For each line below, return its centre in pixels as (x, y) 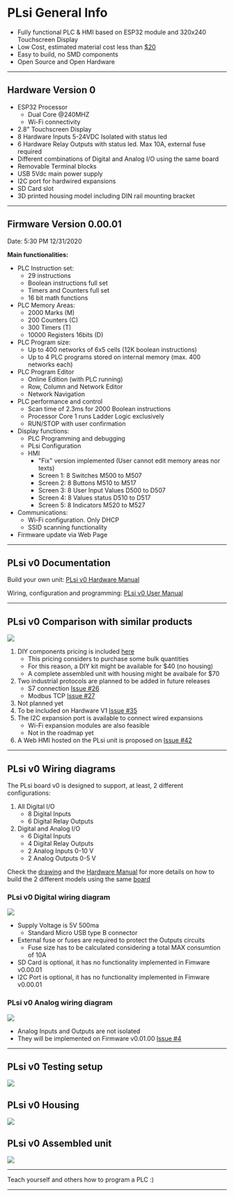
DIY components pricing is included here (76, 651)
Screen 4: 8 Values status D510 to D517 (94, 497)
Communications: (42, 512)
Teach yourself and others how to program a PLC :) (81, 1180)
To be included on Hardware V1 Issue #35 (77, 711)
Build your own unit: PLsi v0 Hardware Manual (73, 580)
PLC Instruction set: (46, 268)
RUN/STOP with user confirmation (77, 424)
